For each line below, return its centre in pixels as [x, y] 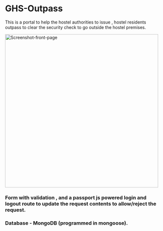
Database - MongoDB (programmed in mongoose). [67, 223]
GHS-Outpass [34, 9]
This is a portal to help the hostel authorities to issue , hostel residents [76, 22]
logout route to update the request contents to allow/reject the [81, 204]
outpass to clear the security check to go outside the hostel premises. [75, 27]
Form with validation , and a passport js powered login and [76, 198]
